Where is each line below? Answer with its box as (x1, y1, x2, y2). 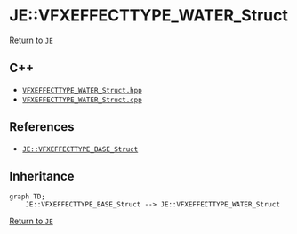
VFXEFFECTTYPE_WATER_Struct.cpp (21, 95, 142, 104)
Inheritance (9, 168, 75, 183)
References (9, 119, 75, 134)
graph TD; (9, 192, 46, 201)
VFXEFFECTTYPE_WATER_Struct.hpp (21, 85, 142, 94)
